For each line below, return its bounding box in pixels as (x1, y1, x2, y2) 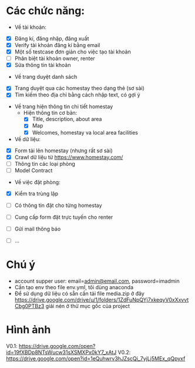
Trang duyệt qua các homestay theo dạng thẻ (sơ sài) (14, 85, 145, 92)
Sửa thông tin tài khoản (14, 62, 71, 69)
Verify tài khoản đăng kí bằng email (14, 42, 100, 48)
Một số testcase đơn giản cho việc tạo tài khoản (14, 48, 131, 55)
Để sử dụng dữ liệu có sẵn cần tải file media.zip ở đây (14, 290, 145, 297)
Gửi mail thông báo (14, 225, 61, 232)
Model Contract (14, 166, 53, 174)
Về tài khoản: (14, 24, 47, 31)
